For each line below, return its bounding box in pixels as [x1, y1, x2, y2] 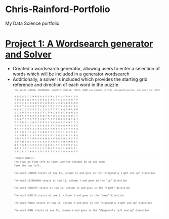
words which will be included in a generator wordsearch [12, 71, 130, 77]
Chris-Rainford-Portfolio [5, 4, 110, 15]
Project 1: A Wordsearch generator [5, 38, 153, 50]
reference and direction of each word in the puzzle [12, 81, 119, 87]
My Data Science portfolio [5, 20, 60, 26]
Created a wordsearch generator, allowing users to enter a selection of [12, 65, 160, 71]
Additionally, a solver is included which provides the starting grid [12, 76, 148, 82]
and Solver [5, 49, 52, 60]
